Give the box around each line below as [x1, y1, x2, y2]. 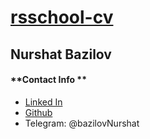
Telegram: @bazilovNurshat [24, 117, 140, 129]
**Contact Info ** [10, 74, 87, 86]
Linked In [24, 96, 63, 108]
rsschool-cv [10, 6, 114, 29]
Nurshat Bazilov [10, 46, 112, 63]
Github [24, 106, 53, 118]
